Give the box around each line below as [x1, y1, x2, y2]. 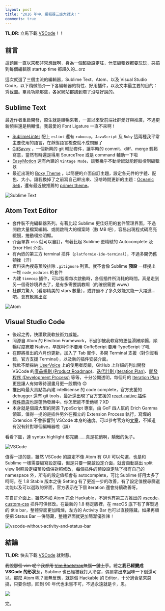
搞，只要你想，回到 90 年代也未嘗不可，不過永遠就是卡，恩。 [5, 581, 129, 587]
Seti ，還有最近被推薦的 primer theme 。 [12, 182, 92, 188]
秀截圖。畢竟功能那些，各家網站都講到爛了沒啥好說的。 [5, 89, 117, 95]
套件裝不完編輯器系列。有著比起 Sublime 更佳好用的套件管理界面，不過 [12, 220, 156, 226]
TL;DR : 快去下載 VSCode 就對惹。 [5, 552, 74, 558]
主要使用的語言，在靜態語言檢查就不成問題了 [12, 140, 103, 145]
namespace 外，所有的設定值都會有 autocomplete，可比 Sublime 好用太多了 [5, 472, 160, 478]
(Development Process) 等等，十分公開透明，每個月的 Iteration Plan [22, 374, 160, 380]
